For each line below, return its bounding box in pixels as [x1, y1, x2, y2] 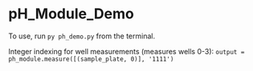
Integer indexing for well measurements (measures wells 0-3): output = [8, 46, 245, 56]
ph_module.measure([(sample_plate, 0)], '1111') [8, 55, 174, 63]
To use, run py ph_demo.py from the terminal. [8, 31, 155, 41]
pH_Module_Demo [8, 5, 134, 23]
